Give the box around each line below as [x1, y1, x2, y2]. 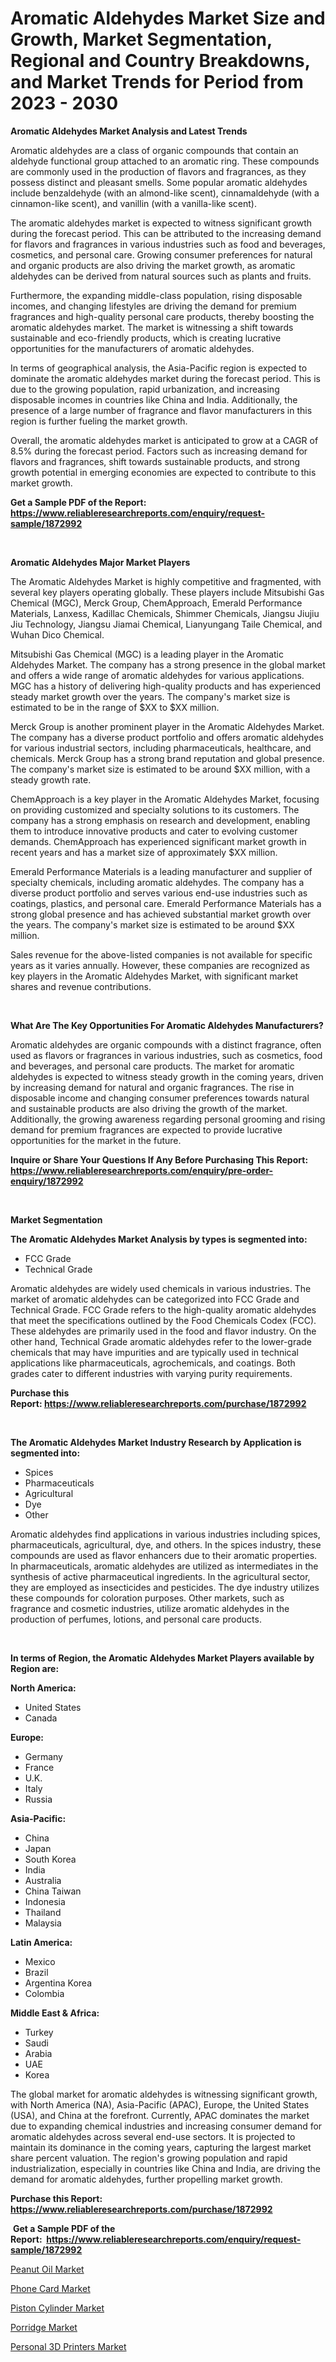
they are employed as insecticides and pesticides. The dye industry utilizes [10, 1581, 320, 1593]
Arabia [24, 2047, 53, 2059]
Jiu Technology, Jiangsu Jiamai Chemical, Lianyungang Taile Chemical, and [10, 618, 323, 630]
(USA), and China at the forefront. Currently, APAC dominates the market [10, 2109, 310, 2121]
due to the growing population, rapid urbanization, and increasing [10, 383, 280, 395]
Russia [24, 1793, 53, 1805]
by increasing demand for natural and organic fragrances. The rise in [10, 1081, 295, 1093]
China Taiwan [24, 1885, 82, 1897]
